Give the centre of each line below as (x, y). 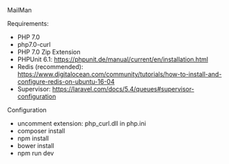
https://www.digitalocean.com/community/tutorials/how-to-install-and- (119, 74)
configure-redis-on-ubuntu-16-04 (66, 82)
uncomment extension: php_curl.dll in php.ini (81, 124)
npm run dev (35, 153)
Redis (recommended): (50, 67)
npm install (33, 138)
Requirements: (28, 23)
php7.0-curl (34, 44)
